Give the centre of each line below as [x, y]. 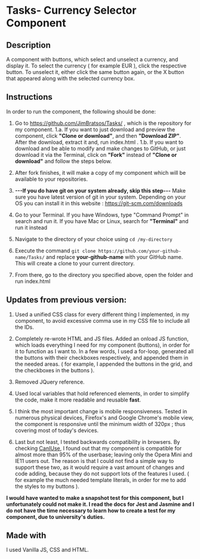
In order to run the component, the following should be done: [81, 112]
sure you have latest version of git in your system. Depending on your [100, 197]
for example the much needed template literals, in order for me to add [100, 480]
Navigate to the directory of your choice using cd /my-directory [93, 239]
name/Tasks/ [30, 257]
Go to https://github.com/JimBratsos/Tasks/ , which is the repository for [103, 123]
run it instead [31, 227]
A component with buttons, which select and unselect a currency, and [92, 59]
